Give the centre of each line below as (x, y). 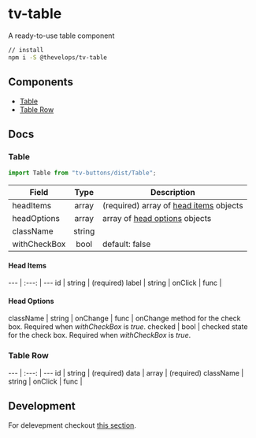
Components (41, 82)
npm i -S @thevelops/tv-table (58, 57)
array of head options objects (157, 219)
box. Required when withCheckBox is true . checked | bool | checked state (128, 327)
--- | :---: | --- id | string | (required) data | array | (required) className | (126, 372)
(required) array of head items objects (173, 206)
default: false (126, 244)
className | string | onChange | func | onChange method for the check (125, 318)
